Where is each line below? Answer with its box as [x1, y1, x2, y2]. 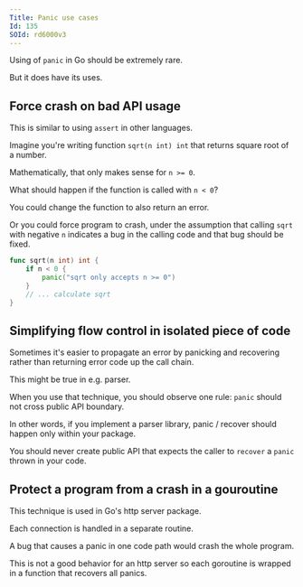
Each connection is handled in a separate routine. [9, 523, 194, 534]
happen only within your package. [9, 428, 137, 439]
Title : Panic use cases [9, 13, 99, 23]
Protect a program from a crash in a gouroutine [9, 481, 279, 497]
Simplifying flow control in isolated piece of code [9, 322, 291, 339]
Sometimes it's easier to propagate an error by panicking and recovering [9, 347, 280, 358]
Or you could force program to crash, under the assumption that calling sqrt [9, 219, 294, 230]
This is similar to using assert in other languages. [9, 123, 193, 134]
